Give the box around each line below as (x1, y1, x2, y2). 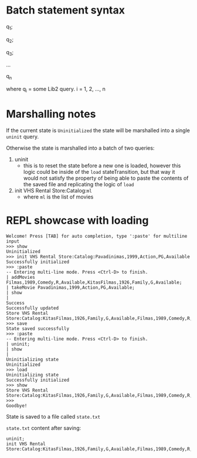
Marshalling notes (6, 107, 96, 121)
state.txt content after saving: (6, 424, 81, 432)
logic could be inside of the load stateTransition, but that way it (23, 168, 175, 175)
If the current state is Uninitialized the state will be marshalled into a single (6, 127, 191, 134)
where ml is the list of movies (23, 193, 94, 200)
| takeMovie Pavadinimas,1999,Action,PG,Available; (6, 284, 135, 291)
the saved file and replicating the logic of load (23, 180, 134, 188)
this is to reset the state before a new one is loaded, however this (23, 162, 181, 169)
